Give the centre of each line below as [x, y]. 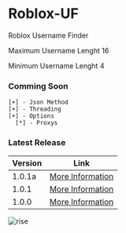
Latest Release [37, 143]
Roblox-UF [43, 14]
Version [27, 163]
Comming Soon [38, 86]
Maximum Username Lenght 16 [59, 50]
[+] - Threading [35, 109]
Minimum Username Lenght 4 [56, 66]
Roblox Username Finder [48, 35]
